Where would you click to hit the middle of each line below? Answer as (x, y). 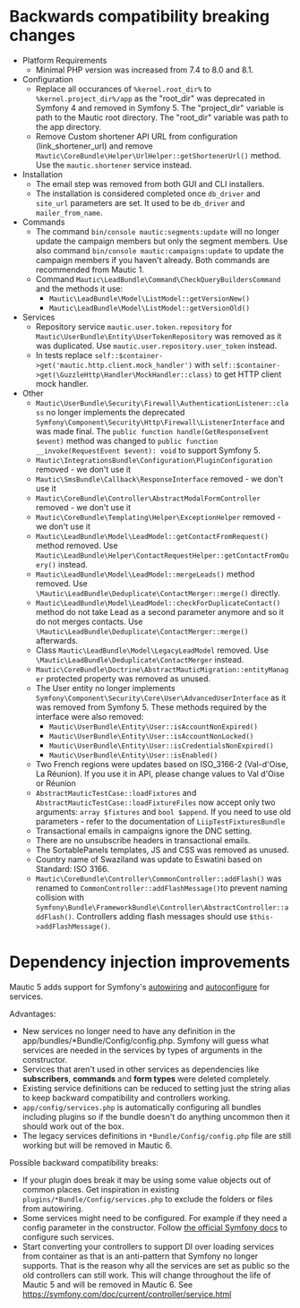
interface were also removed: (90, 716)
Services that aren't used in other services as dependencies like (141, 1069)
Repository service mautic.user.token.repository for (134, 326)
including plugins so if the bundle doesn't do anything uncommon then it (156, 1116)
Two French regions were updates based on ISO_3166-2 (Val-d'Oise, (162, 764)
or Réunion (56, 783)
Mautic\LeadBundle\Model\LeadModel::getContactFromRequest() (152, 536)
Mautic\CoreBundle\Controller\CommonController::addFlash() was (159, 878)
